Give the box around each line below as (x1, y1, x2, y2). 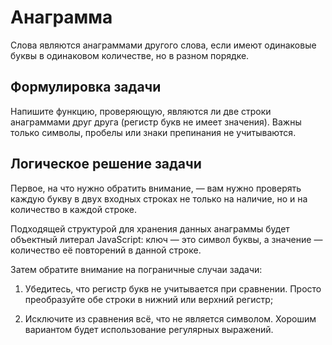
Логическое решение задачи (10, 156, 202, 173)
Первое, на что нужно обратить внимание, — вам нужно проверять (10, 182, 302, 194)
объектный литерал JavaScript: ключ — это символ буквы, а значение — (10, 233, 323, 245)
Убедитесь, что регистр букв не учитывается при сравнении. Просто (24, 282, 322, 295)
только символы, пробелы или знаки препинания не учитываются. (10, 126, 297, 138)
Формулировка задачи (10, 79, 162, 96)
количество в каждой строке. (10, 203, 138, 215)
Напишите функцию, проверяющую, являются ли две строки (10, 105, 272, 117)
